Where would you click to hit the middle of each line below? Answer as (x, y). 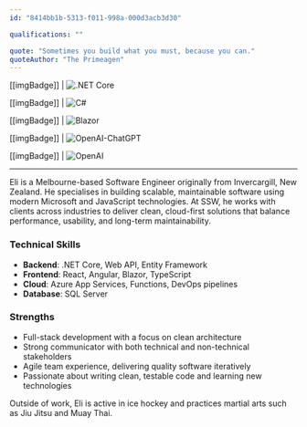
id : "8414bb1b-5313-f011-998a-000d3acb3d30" (95, 18)
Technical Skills (45, 245)
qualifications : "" (47, 34)
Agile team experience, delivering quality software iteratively (137, 366)
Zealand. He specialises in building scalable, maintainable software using (147, 192)
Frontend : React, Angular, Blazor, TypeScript (107, 274)
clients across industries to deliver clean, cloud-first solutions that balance (150, 212)
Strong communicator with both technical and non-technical (136, 347)
